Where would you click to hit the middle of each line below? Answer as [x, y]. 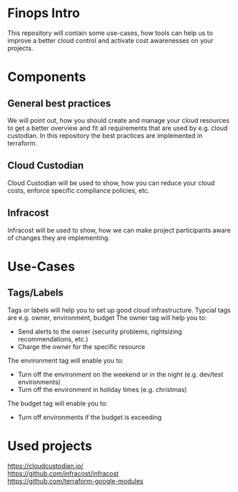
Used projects [50, 446]
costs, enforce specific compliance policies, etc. [79, 190]
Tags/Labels [36, 293]
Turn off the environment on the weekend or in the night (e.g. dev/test [120, 374]
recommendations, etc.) [53, 339]
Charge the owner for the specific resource [81, 346]
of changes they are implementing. [59, 238]
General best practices [59, 103]
